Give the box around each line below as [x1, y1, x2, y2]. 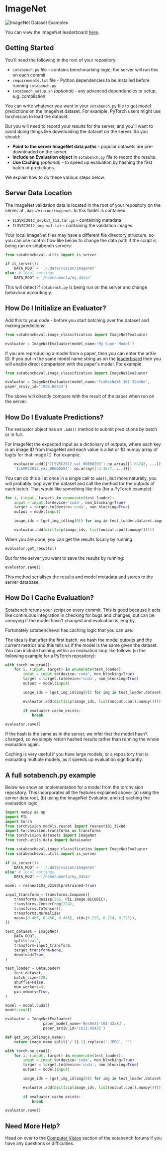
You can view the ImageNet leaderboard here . [5, 29, 99, 35]
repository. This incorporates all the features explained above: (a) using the [5, 789, 159, 795]
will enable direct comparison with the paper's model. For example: [5, 361, 143, 367]
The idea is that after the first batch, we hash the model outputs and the [5, 637, 153, 643]
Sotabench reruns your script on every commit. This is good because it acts [5, 607, 161, 613]
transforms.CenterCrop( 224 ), [14, 901, 75, 906]
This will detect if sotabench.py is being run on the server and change [5, 284, 148, 290]
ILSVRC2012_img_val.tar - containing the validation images [12, 222, 133, 228]
